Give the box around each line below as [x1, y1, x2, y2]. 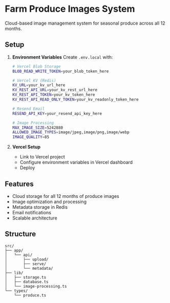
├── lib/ [5, 270, 24, 275]
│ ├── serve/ [5, 261, 47, 267]
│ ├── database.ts [5, 279, 49, 285]
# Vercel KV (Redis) [12, 78, 56, 83]
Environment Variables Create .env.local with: [12, 54, 113, 60]
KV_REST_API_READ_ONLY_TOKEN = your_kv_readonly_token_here [12, 97, 139, 102]
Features [5, 179, 34, 188]
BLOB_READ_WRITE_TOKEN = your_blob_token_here [12, 69, 109, 74]
